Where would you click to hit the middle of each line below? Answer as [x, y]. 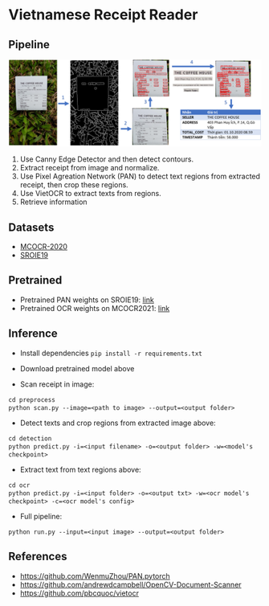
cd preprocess [32, 399]
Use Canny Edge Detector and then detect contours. [107, 159]
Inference [33, 334]
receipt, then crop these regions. [74, 185]
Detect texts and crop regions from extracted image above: [118, 423]
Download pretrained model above [77, 368]
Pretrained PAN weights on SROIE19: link [87, 300]
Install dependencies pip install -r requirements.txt [111, 353]
